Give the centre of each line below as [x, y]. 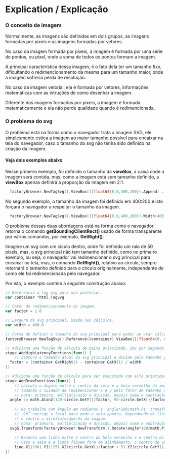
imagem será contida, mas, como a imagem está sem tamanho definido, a [82, 177]
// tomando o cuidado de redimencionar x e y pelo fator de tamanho [88, 390]
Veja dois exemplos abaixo [34, 160]
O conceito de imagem [33, 25]
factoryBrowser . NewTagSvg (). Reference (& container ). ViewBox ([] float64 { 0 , [83, 339]
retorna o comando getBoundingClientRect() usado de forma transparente [83, 231]
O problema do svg [29, 121]
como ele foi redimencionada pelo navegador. [53, 273]
